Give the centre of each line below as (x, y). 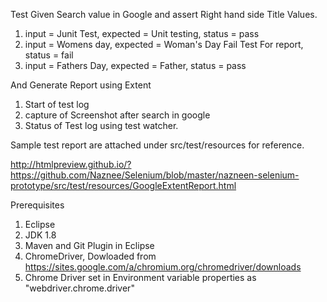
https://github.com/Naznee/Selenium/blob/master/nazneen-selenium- (155, 175)
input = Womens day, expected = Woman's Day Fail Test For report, (164, 44)
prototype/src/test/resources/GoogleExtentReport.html (123, 185)
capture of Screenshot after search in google (117, 115)
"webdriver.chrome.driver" (79, 288)
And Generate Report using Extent (81, 85)
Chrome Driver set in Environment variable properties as (140, 277)
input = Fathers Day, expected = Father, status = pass (135, 65)
